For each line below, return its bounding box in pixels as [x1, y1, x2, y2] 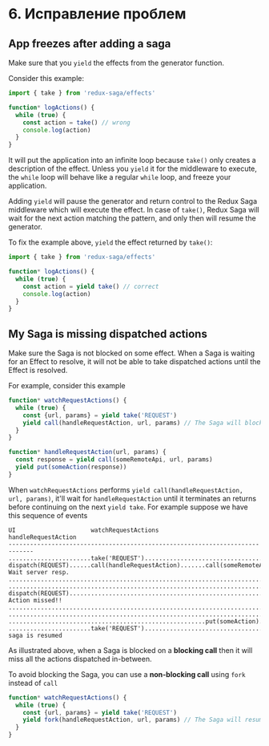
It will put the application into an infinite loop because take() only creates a [8, 156, 256, 165]
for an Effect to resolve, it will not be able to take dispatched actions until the [8, 357, 261, 367]
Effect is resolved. [8, 366, 68, 375]
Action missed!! [8, 596, 62, 604]
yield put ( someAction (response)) [15, 463, 127, 472]
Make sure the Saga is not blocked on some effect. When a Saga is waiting [8, 348, 255, 358]
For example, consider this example [8, 381, 126, 391]
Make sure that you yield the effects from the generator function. [8, 58, 224, 67]
